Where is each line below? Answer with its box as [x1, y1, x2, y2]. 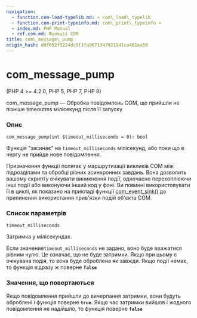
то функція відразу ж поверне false [6, 264, 97, 271]
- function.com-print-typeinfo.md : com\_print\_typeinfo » [11, 20, 162, 26]
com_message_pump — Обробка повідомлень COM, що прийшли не [6, 99, 180, 106]
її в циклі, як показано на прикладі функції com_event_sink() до [6, 188, 167, 195]
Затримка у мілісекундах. [6, 233, 72, 240]
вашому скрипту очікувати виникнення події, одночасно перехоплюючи [6, 175, 192, 182]
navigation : [6, 8, 36, 15]
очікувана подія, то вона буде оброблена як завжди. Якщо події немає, [6, 258, 189, 265]
